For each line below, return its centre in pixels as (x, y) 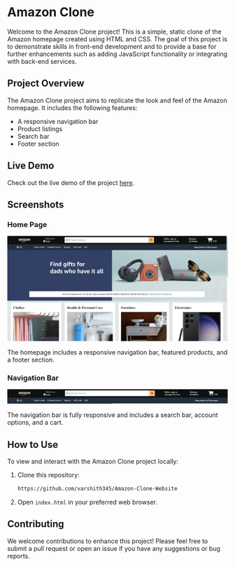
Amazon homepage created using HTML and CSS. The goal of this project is (117, 39)
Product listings (40, 129)
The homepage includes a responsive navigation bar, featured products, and (117, 352)
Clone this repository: (48, 475)
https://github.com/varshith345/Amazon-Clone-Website (97, 489)
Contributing (36, 524)
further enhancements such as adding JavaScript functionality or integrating (117, 54)
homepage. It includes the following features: (72, 108)
